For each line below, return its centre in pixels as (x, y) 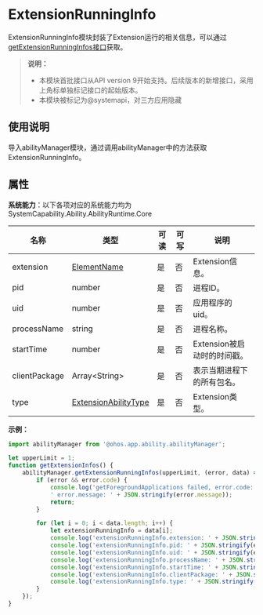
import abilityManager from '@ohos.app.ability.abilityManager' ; (117, 444)
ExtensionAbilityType (110, 402)
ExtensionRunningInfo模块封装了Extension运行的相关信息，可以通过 (117, 37)
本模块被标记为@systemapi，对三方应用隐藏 (110, 100)
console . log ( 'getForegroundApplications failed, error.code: (152, 487)
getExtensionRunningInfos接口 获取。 (68, 47)
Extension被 (215, 344)
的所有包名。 (216, 382)
